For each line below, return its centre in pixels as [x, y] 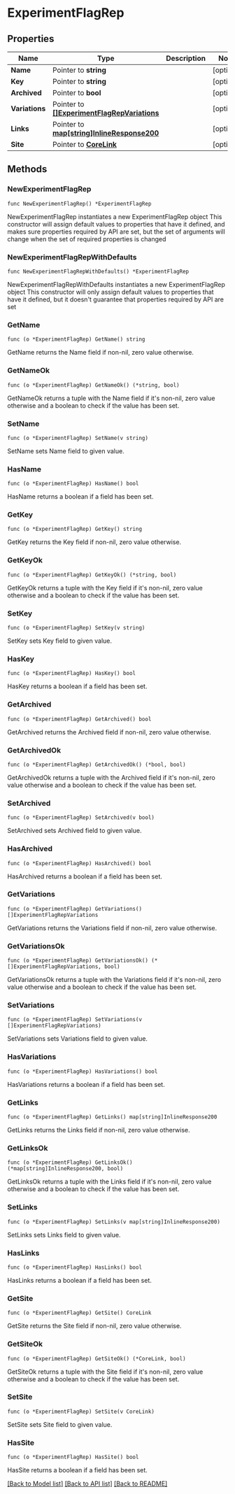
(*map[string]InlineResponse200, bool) [65, 1169]
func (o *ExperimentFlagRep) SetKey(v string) [76, 628]
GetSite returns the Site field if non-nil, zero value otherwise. [94, 1326]
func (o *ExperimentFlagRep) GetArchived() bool [79, 719]
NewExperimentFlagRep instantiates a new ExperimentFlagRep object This [115, 216]
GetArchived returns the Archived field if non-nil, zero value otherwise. [109, 732]
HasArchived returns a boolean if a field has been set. [85, 876]
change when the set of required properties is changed [87, 239]
